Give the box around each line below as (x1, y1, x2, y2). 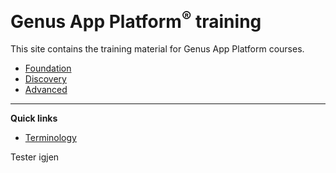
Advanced (24, 84, 68, 96)
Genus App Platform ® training (10, 6, 262, 33)
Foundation (24, 62, 72, 75)
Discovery (24, 73, 67, 85)
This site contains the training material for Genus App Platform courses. (10, 43, 305, 55)
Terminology (24, 132, 77, 144)
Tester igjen (10, 151, 60, 163)
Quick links (10, 112, 58, 125)
